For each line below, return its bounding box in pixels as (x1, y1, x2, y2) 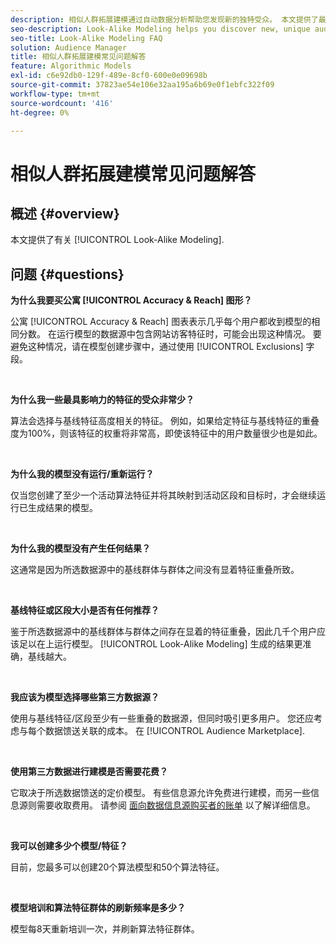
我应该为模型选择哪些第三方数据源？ (10, 691, 160, 703)
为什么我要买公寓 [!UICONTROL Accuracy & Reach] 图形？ (10, 294, 253, 306)
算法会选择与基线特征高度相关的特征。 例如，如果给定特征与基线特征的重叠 (10, 415, 320, 427)
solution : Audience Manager (10, 42, 128, 53)
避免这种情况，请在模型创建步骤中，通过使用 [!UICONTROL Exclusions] (10, 341, 304, 353)
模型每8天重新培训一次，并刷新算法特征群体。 (10, 923, 200, 935)
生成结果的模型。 (27, 502, 98, 514)
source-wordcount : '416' (10, 98, 114, 108)
